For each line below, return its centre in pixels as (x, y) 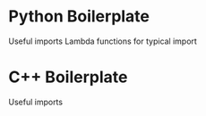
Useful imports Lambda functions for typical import (103, 41)
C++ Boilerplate (68, 77)
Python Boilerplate (79, 17)
